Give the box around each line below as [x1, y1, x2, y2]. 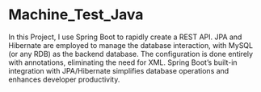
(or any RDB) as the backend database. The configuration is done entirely [8, 49, 253, 58]
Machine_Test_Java [8, 6, 144, 24]
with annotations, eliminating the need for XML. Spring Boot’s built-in [8, 58, 238, 67]
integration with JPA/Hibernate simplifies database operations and [8, 66, 229, 75]
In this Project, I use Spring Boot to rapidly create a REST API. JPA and [8, 32, 242, 42]
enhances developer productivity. [8, 74, 120, 84]
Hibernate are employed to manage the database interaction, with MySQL [8, 40, 253, 50]
